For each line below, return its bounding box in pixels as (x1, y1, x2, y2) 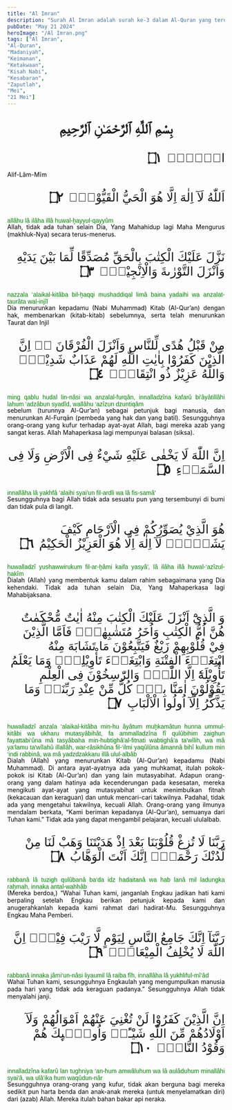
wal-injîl (27, 298, 48, 305)
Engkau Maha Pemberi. (7, 911, 74, 920)
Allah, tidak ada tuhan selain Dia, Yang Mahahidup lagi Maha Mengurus (7, 223, 225, 231)
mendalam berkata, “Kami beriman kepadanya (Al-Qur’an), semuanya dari (7, 808, 225, 816)
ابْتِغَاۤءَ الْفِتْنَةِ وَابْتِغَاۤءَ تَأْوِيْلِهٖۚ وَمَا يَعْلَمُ (10, 654, 225, 668)
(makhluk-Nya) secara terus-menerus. (7, 230, 117, 239)
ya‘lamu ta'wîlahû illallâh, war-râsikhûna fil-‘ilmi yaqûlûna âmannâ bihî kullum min (7, 744, 225, 751)
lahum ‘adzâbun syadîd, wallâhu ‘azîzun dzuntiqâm (7, 400, 144, 409)
